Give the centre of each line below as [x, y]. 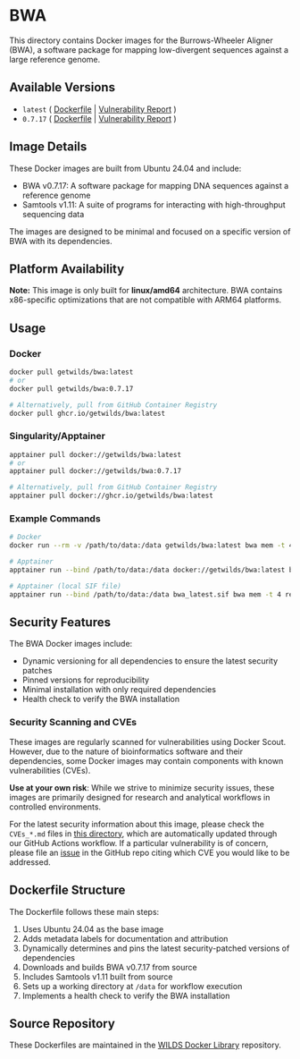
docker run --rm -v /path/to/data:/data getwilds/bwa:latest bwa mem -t [147, 546]
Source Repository [62, 1024]
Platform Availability [67, 269]
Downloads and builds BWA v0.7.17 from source [110, 967]
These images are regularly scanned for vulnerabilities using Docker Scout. [148, 741]
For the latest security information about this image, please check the [137, 824]
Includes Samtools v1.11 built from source [97, 977]
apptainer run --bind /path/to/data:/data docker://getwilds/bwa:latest [147, 570]
